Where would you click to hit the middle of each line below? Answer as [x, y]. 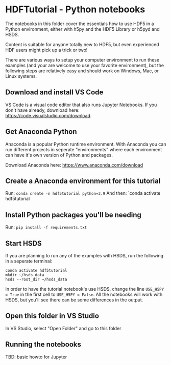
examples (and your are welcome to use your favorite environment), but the [85, 65]
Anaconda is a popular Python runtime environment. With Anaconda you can [86, 144]
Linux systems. [21, 76]
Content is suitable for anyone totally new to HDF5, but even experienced [82, 44]
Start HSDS [23, 243]
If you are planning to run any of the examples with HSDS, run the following [84, 256]
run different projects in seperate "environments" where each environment [84, 149]
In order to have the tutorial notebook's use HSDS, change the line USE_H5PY [85, 289]
